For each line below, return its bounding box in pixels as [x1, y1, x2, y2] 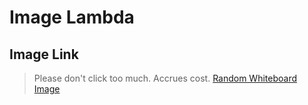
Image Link [9, 46, 79, 63]
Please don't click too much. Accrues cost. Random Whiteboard [33, 72, 298, 84]
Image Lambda [9, 6, 135, 29]
